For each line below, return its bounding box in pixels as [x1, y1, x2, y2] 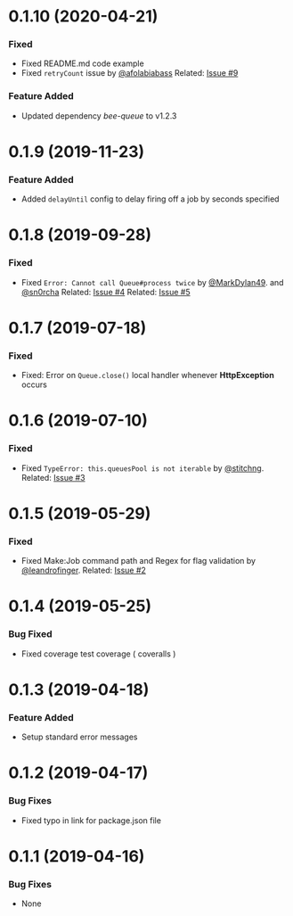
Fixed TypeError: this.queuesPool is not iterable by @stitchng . [20, 462, 265, 474]
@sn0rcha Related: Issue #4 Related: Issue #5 [20, 286, 191, 297]
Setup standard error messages [20, 731, 138, 742]
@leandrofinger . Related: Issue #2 [20, 565, 146, 576]
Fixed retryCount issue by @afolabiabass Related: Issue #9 [20, 68, 239, 78]
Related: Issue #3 [20, 472, 85, 483]
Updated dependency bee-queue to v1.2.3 [20, 110, 177, 121]
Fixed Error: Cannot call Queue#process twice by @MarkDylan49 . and [20, 276, 284, 287]
